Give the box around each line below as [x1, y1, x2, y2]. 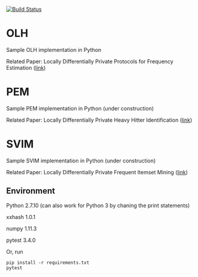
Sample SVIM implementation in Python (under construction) [6, 157, 156, 164]
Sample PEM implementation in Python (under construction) [6, 104, 154, 112]
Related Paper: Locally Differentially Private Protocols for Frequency [6, 57, 173, 65]
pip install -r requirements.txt [6, 260, 90, 266]
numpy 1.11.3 [6, 224, 37, 232]
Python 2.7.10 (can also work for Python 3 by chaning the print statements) [6, 202, 190, 209]
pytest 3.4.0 [6, 236, 36, 244]
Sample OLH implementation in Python [6, 46, 102, 53]
